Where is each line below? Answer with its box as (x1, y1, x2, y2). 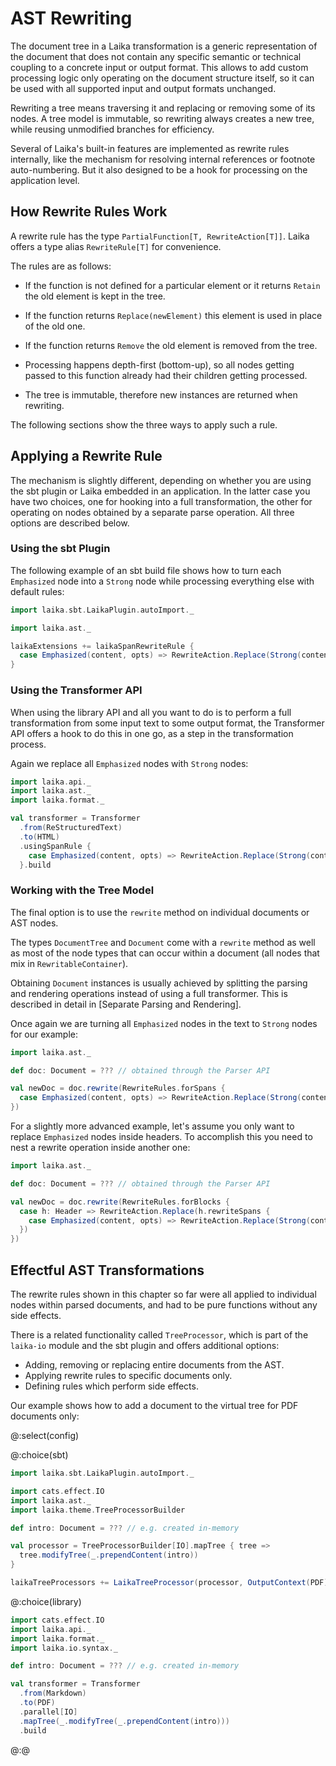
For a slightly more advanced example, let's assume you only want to (10, 1120, 295, 1132)
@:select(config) (10, 1430, 80, 1442)
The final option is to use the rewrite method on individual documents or (10, 906, 310, 918)
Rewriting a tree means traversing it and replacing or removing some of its (10, 102, 316, 114)
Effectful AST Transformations (10, 1262, 205, 1279)
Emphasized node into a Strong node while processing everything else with (10, 575, 315, 587)
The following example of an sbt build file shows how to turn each (10, 564, 282, 576)
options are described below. (10, 517, 130, 529)
